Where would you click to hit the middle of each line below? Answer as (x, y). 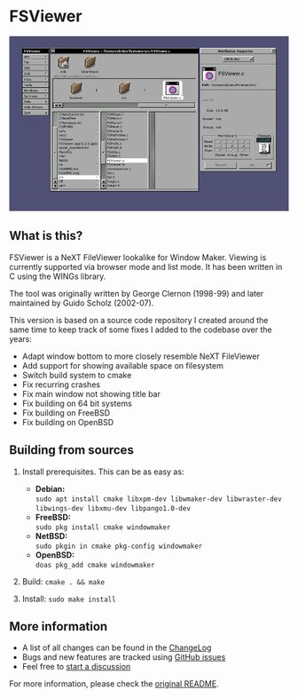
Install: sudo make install (69, 599)
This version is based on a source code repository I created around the (139, 320)
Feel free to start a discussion (76, 667)
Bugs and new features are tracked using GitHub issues (124, 657)
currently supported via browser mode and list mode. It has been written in (146, 266)
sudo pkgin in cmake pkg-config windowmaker (119, 546)
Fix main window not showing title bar (91, 393)
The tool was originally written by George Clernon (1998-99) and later (137, 293)
